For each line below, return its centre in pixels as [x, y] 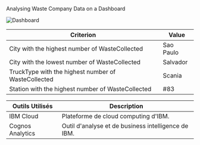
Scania [172, 75]
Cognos [20, 126]
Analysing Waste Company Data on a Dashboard [66, 9]
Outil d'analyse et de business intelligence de [125, 126]
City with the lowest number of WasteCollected [75, 62]
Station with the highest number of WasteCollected [80, 89]
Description [126, 106]
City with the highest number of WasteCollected [76, 49]
